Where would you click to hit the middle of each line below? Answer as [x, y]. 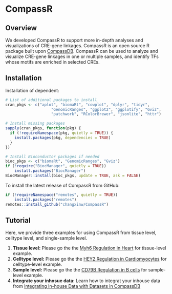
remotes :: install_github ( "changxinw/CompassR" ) [57, 204]
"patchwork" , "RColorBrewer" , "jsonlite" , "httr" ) [106, 114]
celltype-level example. [37, 264]
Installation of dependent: [33, 90]
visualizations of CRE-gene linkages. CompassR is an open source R [78, 46]
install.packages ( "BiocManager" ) [50, 171]
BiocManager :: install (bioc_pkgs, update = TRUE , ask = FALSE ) [73, 176]
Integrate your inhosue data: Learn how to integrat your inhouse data [86, 281]
